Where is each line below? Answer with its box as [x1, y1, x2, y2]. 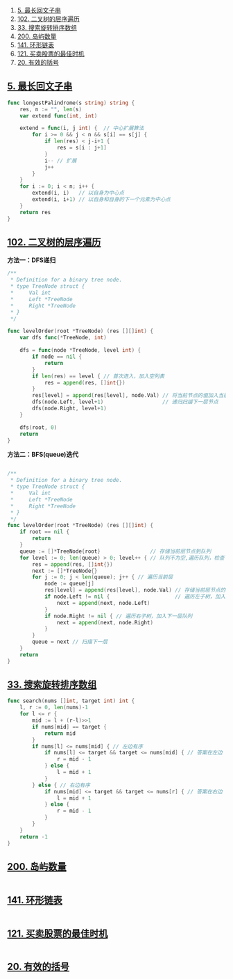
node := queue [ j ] [44, 580, 95, 588]
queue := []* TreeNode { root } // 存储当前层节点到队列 [19, 548, 212, 555]
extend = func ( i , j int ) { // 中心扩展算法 [19, 124, 144, 132]
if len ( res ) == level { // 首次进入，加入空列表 [32, 373, 165, 380]
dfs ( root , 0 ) [19, 423, 58, 431]
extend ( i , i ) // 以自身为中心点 [32, 190, 125, 197]
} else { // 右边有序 [32, 782, 90, 788]
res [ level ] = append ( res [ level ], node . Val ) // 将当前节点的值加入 [32, 392, 218, 399]
